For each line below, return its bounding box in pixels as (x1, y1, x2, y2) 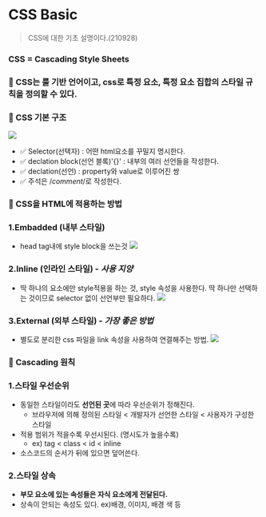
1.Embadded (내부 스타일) (8, 221, 105, 233)
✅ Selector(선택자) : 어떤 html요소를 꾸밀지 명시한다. (19, 146, 186, 157)
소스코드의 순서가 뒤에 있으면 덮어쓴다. (19, 448, 140, 458)
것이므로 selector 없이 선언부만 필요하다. (28, 293, 156, 303)
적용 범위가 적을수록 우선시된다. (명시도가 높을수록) (19, 430, 180, 439)
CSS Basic (8, 6, 78, 24)
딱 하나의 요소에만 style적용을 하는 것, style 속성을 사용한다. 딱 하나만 (19, 283, 237, 292)
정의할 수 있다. (25, 88, 77, 99)
